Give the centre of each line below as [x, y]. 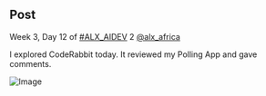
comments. [31, 63]
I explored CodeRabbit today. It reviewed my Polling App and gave [133, 54]
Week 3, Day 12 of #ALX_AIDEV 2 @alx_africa [95, 36]
